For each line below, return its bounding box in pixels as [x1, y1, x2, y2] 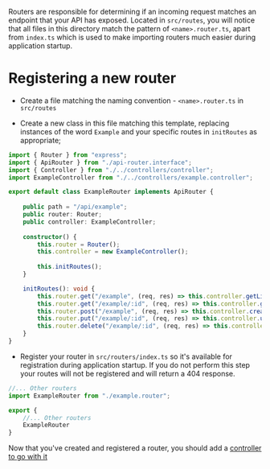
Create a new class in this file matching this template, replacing [19, 118, 230, 128]
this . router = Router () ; [37, 241, 121, 249]
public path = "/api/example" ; [22, 203, 128, 212]
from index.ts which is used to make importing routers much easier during [8, 32, 256, 42]
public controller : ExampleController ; [22, 217, 157, 226]
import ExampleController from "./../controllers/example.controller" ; [8, 173, 253, 182]
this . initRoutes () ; [37, 263, 103, 271]
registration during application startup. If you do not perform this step [19, 360, 251, 369]
